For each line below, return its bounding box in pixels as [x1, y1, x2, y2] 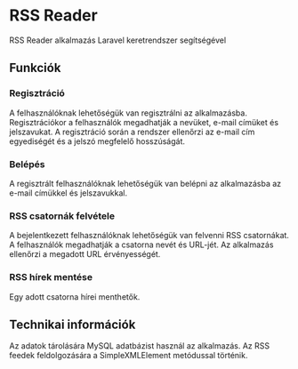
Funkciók [9, 60, 61, 76]
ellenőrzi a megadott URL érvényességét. [9, 249, 161, 260]
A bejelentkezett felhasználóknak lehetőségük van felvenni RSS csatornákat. [9, 230, 289, 241]
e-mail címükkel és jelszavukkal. [9, 188, 127, 198]
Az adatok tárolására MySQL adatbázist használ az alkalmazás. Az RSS [9, 341, 270, 351]
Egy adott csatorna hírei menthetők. [9, 291, 141, 302]
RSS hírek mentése [9, 271, 93, 284]
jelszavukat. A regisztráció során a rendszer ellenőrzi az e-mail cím [9, 126, 255, 137]
